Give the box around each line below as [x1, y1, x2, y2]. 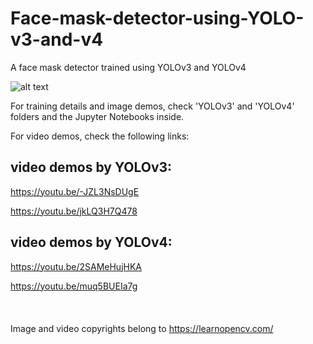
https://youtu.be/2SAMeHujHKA [10, 260, 142, 272]
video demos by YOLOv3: [10, 159, 173, 176]
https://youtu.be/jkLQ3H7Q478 [10, 205, 138, 217]
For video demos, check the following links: [10, 130, 190, 142]
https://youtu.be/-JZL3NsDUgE [10, 185, 140, 197]
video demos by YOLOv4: [10, 234, 173, 251]
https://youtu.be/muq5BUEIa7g [10, 280, 138, 292]
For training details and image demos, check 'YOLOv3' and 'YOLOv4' [10, 100, 295, 112]
